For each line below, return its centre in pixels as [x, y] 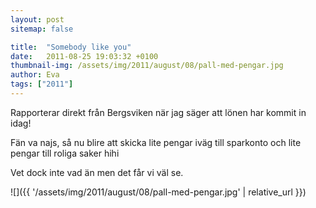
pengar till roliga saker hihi [65, 153]
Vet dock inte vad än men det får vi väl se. [97, 172]
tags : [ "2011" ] [42, 84]
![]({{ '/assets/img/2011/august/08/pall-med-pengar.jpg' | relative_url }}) [158, 192]
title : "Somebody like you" [71, 47]
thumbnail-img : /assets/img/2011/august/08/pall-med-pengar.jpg [147, 66]
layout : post [37, 19]
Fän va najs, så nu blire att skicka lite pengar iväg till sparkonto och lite [156, 142]
